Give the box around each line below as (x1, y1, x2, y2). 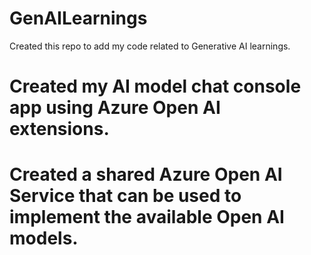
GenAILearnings (9, 7, 148, 30)
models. (9, 227, 79, 250)
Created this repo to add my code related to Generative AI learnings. (9, 40, 291, 52)
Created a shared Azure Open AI (9, 163, 283, 186)
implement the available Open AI (9, 206, 285, 229)
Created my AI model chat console (9, 75, 302, 98)
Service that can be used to (9, 185, 242, 207)
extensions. (9, 118, 110, 141)
